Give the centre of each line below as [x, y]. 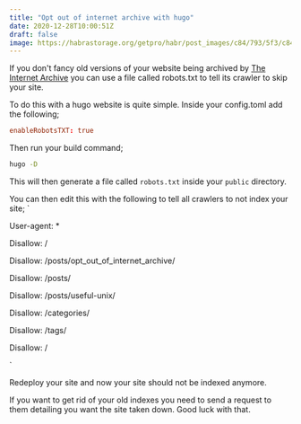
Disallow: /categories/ [50, 313]
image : [21, 43]
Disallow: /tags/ [38, 330]
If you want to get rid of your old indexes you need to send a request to [140, 400]
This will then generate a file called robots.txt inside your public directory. [148, 181]
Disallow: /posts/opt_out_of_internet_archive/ [92, 261]
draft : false [34, 34]
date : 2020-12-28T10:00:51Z [62, 26]
